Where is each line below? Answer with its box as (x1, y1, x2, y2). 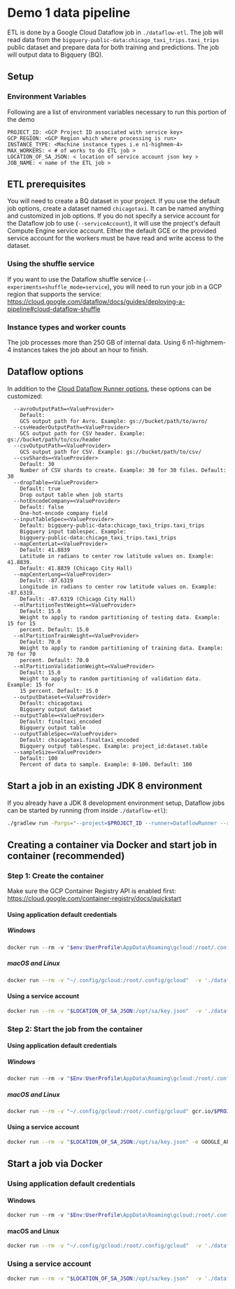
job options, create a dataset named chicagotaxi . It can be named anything (7, 205, 225, 213)
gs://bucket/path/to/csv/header (7, 436, 101, 443)
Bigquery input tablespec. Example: (20, 528, 127, 535)
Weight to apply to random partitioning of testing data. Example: (20, 614, 220, 621)
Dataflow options (7, 366, 84, 378)
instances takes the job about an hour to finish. (13, 345, 148, 354)
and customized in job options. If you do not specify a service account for (7, 212, 220, 220)
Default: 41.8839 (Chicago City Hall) (20, 565, 133, 572)
